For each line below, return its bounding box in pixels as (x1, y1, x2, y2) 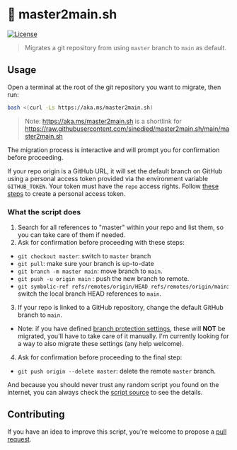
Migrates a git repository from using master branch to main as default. (24, 43, 227, 52)
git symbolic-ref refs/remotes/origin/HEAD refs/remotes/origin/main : (17, 282, 229, 290)
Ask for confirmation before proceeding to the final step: (17, 353, 183, 362)
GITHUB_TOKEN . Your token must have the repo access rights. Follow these (7, 182, 219, 190)
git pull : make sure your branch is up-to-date (17, 259, 154, 267)
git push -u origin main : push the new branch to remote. (17, 274, 190, 282)
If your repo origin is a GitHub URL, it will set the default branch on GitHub (7, 166, 223, 175)
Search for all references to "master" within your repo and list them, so (17, 223, 224, 231)
